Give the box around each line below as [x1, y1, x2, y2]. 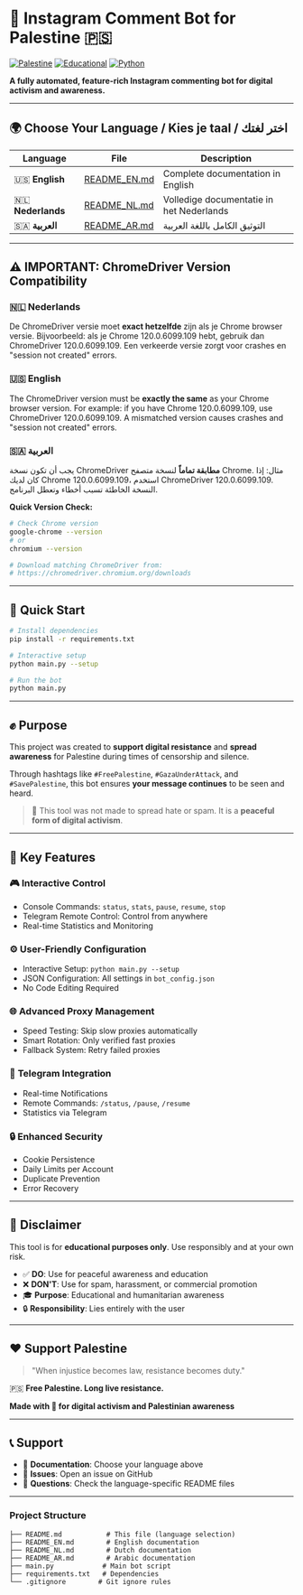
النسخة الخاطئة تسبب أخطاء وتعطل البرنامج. [9, 484, 159, 495]
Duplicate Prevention [22, 1173, 101, 1184]
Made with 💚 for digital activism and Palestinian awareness [9, 1400, 235, 1412]
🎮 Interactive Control [9, 877, 106, 890]
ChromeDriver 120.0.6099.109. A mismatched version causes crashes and [9, 412, 284, 423]
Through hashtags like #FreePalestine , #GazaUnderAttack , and [9, 769, 239, 779]
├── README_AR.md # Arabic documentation [9, 1553, 196, 1562]
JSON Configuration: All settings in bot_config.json [22, 973, 215, 984]
